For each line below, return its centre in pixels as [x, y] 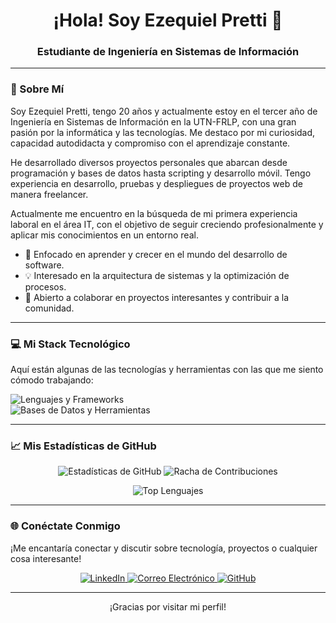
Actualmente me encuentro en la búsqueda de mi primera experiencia [154, 213]
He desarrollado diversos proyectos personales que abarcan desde [149, 162]
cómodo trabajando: [52, 380]
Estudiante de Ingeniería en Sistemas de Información [168, 52]
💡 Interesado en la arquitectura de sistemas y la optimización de [157, 275]
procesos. [45, 286]
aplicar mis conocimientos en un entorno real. [104, 235]
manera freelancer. [49, 194]
